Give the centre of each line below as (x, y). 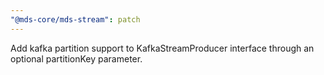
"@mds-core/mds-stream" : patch (75, 19)
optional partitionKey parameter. (76, 58)
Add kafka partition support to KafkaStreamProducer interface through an (162, 48)
